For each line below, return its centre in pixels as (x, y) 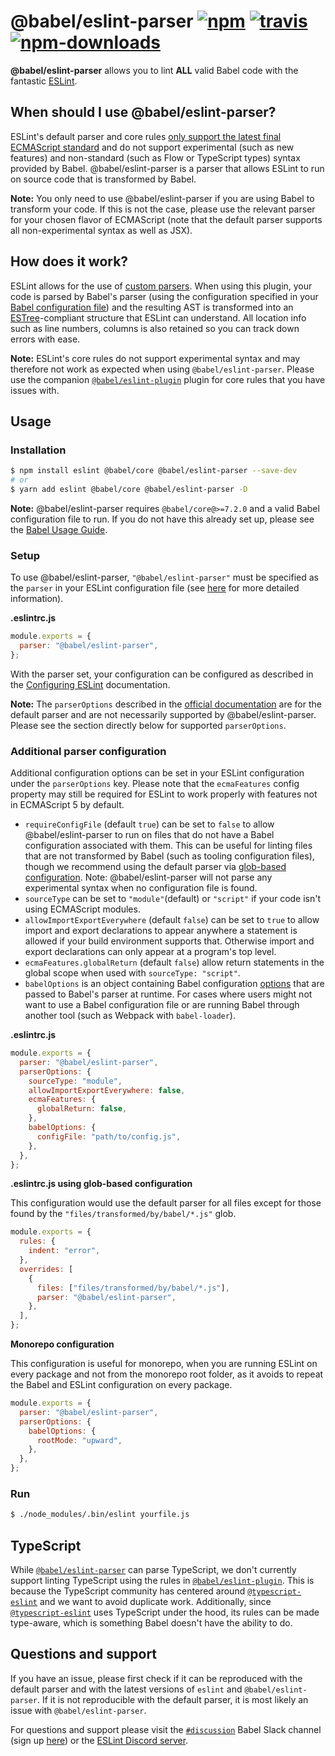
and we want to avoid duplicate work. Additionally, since (155, 1602)
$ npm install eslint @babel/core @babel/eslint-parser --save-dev (154, 471)
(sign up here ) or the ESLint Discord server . (99, 1740)
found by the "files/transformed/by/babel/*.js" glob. (123, 1214)
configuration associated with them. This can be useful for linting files (168, 846)
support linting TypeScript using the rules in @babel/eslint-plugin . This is (162, 1581)
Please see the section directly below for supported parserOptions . (148, 725)
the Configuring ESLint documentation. (90, 684)
